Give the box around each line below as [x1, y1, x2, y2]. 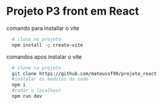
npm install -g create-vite [12, 42, 84, 48]
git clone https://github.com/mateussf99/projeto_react [12, 70, 157, 77]
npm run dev [12, 93, 43, 100]
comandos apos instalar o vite [6, 53, 82, 60]
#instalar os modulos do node [12, 76, 89, 82]
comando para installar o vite [6, 24, 79, 32]
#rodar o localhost [12, 87, 62, 94]
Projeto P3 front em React [6, 4, 139, 18]
